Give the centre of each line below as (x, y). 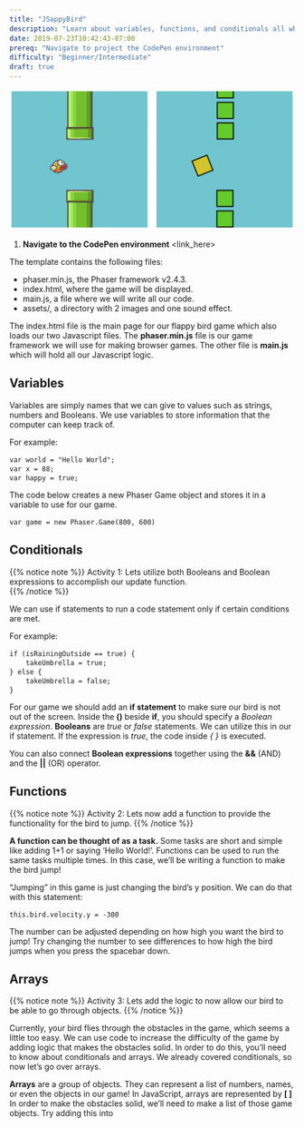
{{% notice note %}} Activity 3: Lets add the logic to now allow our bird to (146, 1001)
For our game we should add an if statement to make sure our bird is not (145, 707)
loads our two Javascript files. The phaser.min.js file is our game (131, 336)
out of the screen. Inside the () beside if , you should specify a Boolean (141, 716)
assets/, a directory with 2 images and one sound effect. (128, 309)
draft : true (32, 67)
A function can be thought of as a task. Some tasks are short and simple (146, 840)
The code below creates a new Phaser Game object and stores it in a (138, 495)
